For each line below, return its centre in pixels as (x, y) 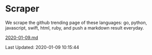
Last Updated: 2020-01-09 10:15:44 (42, 47)
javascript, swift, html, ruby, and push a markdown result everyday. (75, 27)
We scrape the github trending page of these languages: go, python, (76, 22)
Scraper (22, 9)
